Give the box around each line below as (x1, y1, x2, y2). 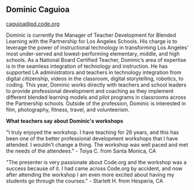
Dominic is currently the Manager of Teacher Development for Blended (6, 32, 177, 39)
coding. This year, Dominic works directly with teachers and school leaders (6, 81, 186, 88)
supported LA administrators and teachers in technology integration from (6, 68, 182, 75)
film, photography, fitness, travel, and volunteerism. (6, 106, 130, 113)
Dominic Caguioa (6, 5, 70, 15)
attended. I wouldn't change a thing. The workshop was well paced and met (6, 141, 188, 148)
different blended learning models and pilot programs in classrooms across (6, 94, 186, 101)
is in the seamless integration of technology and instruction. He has (6, 63, 168, 70)
